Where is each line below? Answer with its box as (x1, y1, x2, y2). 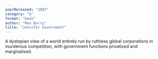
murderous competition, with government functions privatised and (5, 44, 138, 49)
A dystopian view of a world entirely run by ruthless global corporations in (5, 38, 153, 44)
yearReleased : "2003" (5, 7, 49, 12)
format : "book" (5, 16, 36, 21)
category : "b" (5, 12, 34, 16)
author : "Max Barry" (5, 20, 47, 26)
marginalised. (5, 49, 33, 55)
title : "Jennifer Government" (5, 25, 67, 30)
